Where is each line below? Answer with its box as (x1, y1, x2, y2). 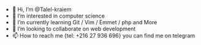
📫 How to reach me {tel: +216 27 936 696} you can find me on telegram (12, 32, 195, 39)
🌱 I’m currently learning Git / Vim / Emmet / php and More (12, 19, 157, 26)
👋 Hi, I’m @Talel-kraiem (12, 6, 72, 13)
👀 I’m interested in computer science (12, 12, 105, 19)
